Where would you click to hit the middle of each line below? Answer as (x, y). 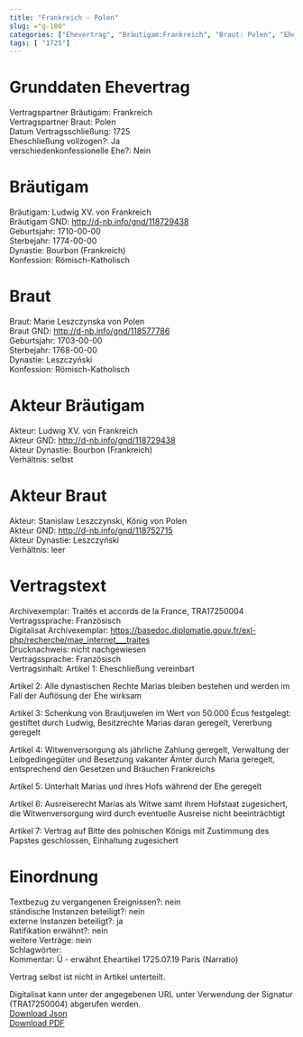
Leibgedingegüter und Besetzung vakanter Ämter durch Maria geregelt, (142, 759)
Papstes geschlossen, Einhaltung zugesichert (94, 840)
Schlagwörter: (36, 950)
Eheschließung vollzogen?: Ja (64, 142)
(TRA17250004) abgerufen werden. (75, 1004)
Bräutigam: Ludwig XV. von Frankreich (80, 212)
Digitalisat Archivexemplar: (59, 630)
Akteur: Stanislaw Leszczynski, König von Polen (98, 520)
